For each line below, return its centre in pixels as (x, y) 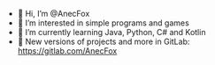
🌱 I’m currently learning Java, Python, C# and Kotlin (111, 32)
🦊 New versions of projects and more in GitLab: (104, 41)
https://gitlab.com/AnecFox (67, 51)
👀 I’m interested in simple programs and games (104, 23)
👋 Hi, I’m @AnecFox (54, 14)
